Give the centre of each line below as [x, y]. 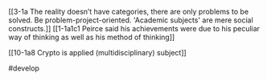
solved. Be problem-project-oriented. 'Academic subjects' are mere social [131, 20]
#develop [24, 68]
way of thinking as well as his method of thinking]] [92, 37]
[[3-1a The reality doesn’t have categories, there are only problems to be [129, 12]
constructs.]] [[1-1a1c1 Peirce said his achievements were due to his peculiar [134, 28]
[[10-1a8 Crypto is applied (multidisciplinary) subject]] [97, 53]
